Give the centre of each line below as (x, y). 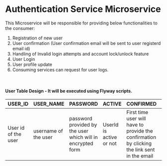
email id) (21, 48)
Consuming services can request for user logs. (60, 70)
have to (135, 125)
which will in (83, 137)
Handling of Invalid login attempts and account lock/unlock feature (81, 54)
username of (48, 131)
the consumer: (20, 28)
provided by (83, 125)
